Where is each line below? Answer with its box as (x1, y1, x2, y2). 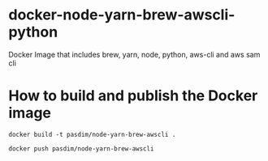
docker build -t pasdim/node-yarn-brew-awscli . (8, 130, 176, 138)
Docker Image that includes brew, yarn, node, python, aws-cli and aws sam (8, 49, 261, 59)
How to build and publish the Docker (8, 87, 258, 105)
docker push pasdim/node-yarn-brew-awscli (8, 144, 154, 153)
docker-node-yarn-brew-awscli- (8, 6, 236, 24)
